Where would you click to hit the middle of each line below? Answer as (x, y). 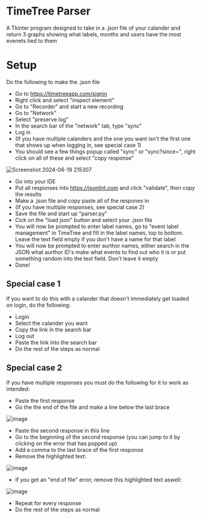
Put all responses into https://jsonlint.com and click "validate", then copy (105, 188)
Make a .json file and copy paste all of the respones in (82, 200)
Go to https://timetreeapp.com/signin (61, 93)
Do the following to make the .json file (53, 82)
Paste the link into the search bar (56, 342)
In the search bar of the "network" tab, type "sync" (78, 126)
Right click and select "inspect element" (65, 100)
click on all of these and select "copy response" (74, 158)
